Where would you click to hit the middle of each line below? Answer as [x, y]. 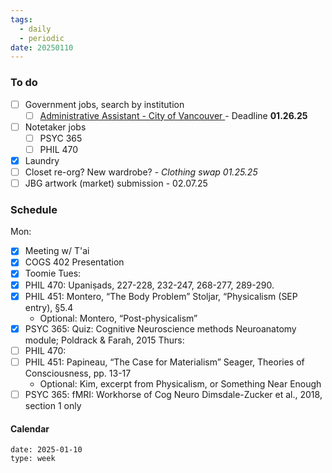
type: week [33, 459]
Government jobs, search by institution [104, 104]
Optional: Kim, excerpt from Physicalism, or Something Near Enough [180, 383]
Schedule [34, 209]
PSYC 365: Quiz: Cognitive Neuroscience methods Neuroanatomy [160, 328]
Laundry [42, 160]
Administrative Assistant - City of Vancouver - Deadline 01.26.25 [173, 115]
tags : [21, 19]
